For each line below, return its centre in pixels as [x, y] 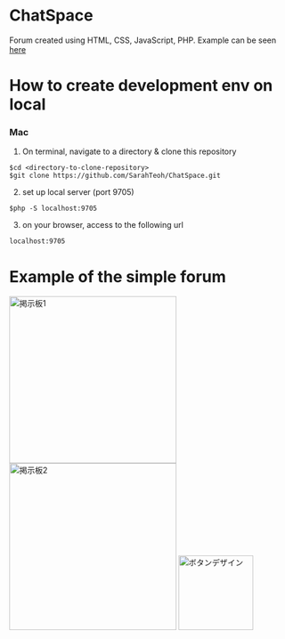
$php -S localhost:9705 [53, 209]
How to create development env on [141, 86]
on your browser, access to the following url [103, 225]
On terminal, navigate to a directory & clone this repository [129, 151]
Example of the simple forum [118, 276]
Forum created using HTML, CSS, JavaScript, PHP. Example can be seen [143, 40]
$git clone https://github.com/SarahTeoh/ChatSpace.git [115, 176]
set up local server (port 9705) [78, 192]
